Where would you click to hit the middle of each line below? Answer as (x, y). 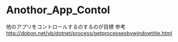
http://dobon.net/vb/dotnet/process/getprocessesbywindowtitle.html (89, 33)
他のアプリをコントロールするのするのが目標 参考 (66, 26)
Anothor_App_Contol (58, 10)
